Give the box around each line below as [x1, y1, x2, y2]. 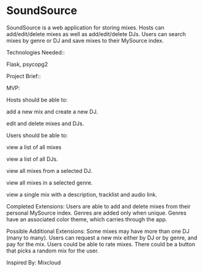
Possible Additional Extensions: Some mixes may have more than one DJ [6, 227, 190, 235]
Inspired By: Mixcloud [6, 259, 61, 266]
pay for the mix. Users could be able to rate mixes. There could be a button [6, 240, 196, 248]
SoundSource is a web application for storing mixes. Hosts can [6, 24, 164, 31]
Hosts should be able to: [6, 96, 68, 103]
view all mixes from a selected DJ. [6, 167, 93, 174]
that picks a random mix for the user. [6, 247, 99, 254]
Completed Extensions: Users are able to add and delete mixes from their [6, 202, 191, 210]
